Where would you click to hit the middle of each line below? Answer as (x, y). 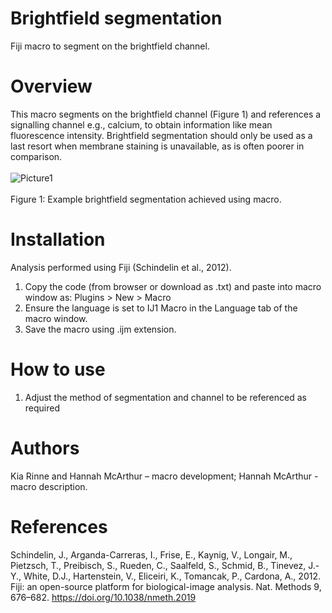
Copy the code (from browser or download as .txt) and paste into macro (173, 286)
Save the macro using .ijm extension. (100, 329)
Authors (45, 448)
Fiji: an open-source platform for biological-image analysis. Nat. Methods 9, (166, 586)
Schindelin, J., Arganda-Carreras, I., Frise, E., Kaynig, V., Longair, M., (151, 554)
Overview (51, 86)
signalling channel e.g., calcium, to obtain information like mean (141, 124)
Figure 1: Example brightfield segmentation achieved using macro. (146, 199)
